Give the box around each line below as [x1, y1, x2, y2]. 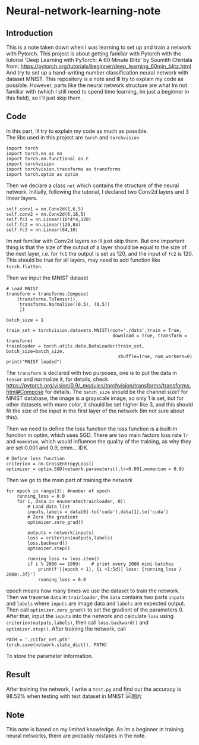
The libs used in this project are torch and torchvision [6, 134, 140, 141]
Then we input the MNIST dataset [6, 274, 89, 281]
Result [6, 669, 31, 680]
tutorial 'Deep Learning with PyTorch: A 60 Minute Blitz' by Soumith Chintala [6, 57, 193, 63]
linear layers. [6, 194, 37, 201]
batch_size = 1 [6, 317, 44, 323]
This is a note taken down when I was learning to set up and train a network [6, 44, 191, 51]
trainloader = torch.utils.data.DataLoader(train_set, [6, 343, 145, 349]
